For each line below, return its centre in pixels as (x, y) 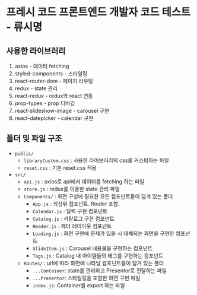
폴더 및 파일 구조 (34, 139)
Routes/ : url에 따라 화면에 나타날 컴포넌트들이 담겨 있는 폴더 (94, 263)
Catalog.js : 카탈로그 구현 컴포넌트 (73, 218)
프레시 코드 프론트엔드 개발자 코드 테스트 (99, 12)
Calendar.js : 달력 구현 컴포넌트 (70, 211)
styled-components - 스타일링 (51, 74)
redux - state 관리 (36, 88)
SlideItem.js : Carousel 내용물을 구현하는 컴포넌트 (93, 248)
